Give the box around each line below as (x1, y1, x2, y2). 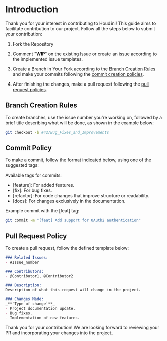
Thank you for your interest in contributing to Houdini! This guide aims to (5, 20, 156, 26)
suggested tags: (5, 162, 39, 168)
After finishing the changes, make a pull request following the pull (12, 81, 149, 87)
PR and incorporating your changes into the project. (5, 330, 113, 336)
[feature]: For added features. (12, 182, 75, 188)
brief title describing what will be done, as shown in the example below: (5, 120, 154, 126)
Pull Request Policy (5, 232, 67, 240)
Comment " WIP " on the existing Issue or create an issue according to (12, 51, 157, 57)
